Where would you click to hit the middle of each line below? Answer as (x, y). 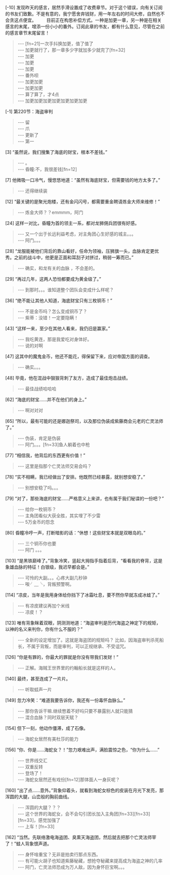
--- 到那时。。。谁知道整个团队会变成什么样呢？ (66, 290)
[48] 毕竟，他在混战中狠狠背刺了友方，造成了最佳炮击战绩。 (68, 378)
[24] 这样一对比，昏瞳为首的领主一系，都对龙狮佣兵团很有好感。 (72, 223)
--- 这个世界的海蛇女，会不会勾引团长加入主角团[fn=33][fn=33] (84, 814)
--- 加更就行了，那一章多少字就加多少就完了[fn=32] (71, 50)
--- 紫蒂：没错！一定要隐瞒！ (48, 318)
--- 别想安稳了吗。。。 (39, 488)
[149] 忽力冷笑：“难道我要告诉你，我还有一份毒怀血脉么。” (65, 700)
